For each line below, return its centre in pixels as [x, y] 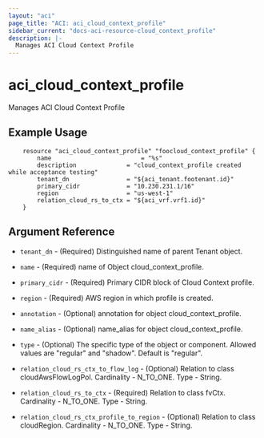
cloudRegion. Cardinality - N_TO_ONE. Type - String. [106, 425]
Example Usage [48, 133]
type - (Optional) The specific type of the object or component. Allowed [138, 344]
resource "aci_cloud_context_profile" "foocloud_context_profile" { [139, 151]
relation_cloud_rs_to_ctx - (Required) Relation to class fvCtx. [123, 392]
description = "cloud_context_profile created [139, 165]
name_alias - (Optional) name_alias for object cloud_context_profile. [131, 329]
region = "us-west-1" [105, 193]
